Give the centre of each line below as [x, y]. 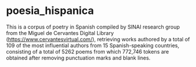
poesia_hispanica [50, 11]
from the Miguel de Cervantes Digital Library [60, 33]
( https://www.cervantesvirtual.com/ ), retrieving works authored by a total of [98, 39]
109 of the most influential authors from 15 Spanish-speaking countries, [93, 45]
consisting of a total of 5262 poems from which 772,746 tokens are [88, 51]
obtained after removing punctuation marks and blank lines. [78, 58]
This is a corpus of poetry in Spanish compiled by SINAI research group [93, 27]
